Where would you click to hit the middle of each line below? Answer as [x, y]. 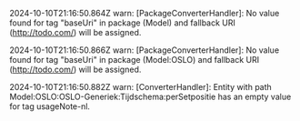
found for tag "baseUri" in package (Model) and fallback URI [123, 23]
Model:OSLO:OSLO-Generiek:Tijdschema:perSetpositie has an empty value [150, 96]
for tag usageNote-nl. [50, 106]
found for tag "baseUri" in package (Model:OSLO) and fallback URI [135, 60]
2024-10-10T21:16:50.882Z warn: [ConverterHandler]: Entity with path [141, 87]
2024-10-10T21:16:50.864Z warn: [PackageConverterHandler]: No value [145, 13]
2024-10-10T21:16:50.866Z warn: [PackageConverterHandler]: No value [145, 50]
